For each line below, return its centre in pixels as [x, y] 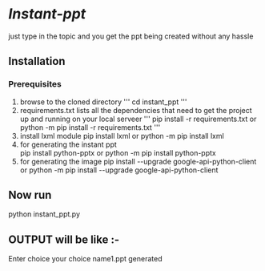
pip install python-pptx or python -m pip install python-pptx [118, 152]
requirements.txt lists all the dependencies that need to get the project [136, 110]
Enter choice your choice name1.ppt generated [85, 259]
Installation [37, 61]
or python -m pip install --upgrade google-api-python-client [119, 170]
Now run [30, 195]
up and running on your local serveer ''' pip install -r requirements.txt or [138, 119]
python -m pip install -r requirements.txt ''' [90, 127]
